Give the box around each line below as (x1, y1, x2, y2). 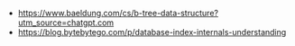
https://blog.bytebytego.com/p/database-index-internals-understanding (17, 27, 287, 37)
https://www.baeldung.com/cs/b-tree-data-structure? (17, 8, 219, 18)
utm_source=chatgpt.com (17, 17, 115, 28)
